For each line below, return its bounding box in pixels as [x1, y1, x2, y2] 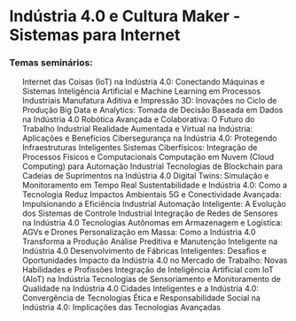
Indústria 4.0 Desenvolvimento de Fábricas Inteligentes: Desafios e [21, 246, 267, 256]
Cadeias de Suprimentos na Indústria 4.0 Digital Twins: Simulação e [21, 171, 269, 181]
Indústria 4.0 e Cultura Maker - [9, 6, 241, 27]
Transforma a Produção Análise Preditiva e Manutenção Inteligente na [21, 236, 278, 247]
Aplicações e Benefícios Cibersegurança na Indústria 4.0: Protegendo [21, 133, 277, 143]
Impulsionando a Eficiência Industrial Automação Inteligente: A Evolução [21, 199, 286, 210]
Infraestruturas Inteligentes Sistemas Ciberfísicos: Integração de [21, 142, 258, 153]
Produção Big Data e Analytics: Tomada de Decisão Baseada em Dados [21, 104, 284, 116]
